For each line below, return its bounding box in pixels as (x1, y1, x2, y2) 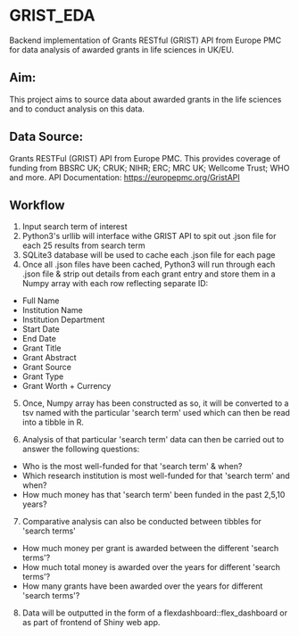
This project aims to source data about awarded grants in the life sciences (9, 94, 282, 104)
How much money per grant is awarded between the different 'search (21, 543, 279, 554)
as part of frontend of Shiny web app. (21, 617, 161, 628)
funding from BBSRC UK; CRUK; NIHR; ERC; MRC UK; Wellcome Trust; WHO (9, 162, 290, 173)
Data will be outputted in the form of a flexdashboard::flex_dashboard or (21, 607, 288, 618)
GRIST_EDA (9, 5, 96, 26)
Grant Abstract (21, 352, 78, 363)
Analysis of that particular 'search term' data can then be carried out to (21, 434, 285, 445)
